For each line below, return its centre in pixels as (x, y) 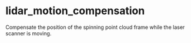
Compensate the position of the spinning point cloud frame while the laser (95, 27)
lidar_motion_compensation (75, 11)
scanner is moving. (29, 33)
